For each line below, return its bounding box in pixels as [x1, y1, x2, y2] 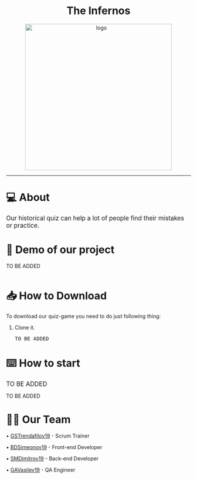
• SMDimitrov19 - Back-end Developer [6, 455, 98, 462]
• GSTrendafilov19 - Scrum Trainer [6, 432, 90, 439]
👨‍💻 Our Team [6, 413, 71, 426]
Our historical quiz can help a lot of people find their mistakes [6, 214, 185, 222]
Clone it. [14, 324, 35, 331]
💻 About [6, 191, 50, 204]
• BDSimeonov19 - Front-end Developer [6, 443, 103, 450]
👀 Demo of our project [6, 243, 115, 256]
